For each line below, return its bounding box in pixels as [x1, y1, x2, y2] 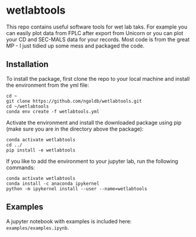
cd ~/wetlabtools [6, 103, 49, 109]
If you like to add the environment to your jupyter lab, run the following [6, 157, 178, 165]
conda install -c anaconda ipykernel [6, 181, 100, 187]
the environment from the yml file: [6, 81, 89, 89]
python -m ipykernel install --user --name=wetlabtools [6, 185, 147, 192]
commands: [6, 164, 36, 171]
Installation [6, 59, 49, 69]
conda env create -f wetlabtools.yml [6, 108, 100, 115]
